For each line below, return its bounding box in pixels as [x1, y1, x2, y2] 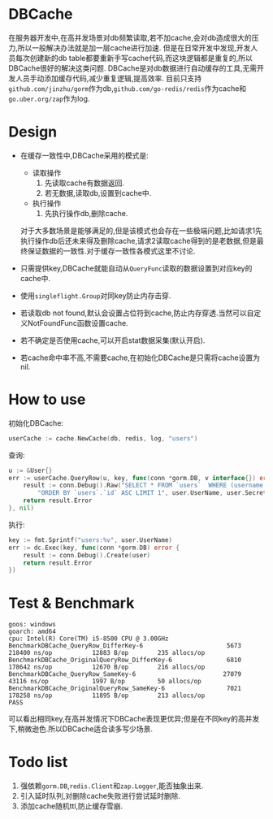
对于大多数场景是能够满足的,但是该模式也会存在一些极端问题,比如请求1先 [19, 225, 262, 236]
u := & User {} [8, 466, 53, 474]
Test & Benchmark [8, 594, 135, 612]
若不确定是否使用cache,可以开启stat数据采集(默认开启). [19, 335, 206, 345]
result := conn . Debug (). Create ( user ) [23, 551, 151, 559]
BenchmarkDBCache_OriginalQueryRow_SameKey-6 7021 [8, 684, 242, 693]
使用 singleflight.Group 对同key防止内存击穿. [19, 290, 171, 301]
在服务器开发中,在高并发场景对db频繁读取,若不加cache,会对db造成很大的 [8, 32, 252, 42]
